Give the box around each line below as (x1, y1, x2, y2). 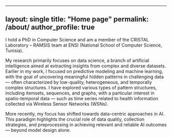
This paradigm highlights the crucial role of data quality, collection (5, 116, 145, 122)
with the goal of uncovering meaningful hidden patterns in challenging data (5, 74, 164, 80)
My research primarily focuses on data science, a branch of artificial (5, 57, 149, 63)
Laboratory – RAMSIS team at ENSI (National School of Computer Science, (5, 42, 162, 48)
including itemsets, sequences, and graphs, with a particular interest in (5, 90, 155, 96)
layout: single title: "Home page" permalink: (5, 15, 149, 24)
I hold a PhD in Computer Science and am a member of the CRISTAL (5, 36, 149, 42)
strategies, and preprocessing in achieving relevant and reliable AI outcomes (5, 121, 167, 128)
